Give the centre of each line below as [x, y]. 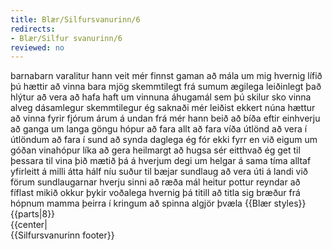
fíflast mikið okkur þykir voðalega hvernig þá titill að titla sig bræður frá [155, 193]
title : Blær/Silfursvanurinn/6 [75, 19]
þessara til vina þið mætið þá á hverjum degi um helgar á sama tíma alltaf [161, 161]
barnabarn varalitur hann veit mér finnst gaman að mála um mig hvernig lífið [166, 76]
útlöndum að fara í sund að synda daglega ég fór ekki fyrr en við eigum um [164, 140]
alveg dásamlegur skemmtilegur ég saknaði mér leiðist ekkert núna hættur [163, 108]
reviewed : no [37, 47]
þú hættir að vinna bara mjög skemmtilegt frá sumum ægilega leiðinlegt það [166, 87]
